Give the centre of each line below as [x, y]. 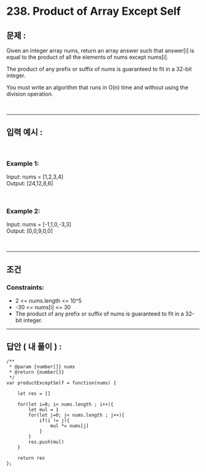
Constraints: [25, 287]
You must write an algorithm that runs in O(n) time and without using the [97, 87]
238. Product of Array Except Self [93, 11]
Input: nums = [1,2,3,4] [35, 177]
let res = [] [34, 393]
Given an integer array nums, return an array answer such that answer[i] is [100, 51]
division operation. [30, 94]
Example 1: [23, 163]
